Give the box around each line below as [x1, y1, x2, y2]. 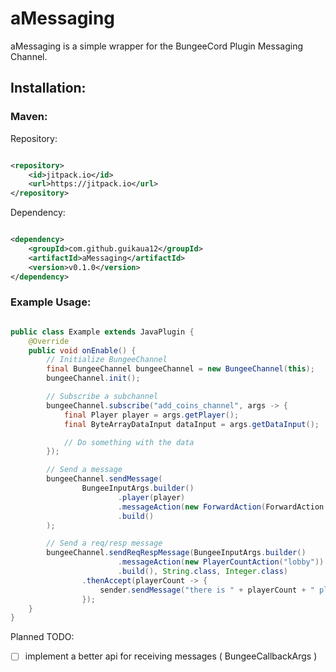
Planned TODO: [10, 631, 75, 643]
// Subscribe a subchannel [46, 392, 159, 402]
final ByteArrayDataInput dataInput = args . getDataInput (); [63, 419, 320, 429]
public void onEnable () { [28, 345, 137, 356]
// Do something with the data [63, 437, 195, 447]
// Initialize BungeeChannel [46, 355, 168, 365]
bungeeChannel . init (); [46, 373, 141, 384]
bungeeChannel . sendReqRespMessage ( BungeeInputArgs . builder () [46, 548, 307, 558]
